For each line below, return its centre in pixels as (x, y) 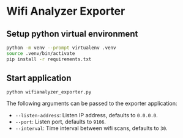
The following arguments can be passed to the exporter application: (92, 103)
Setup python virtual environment (72, 34)
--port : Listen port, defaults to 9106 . (60, 122)
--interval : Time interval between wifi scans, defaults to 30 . (91, 128)
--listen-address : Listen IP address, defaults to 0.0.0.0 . (86, 115)
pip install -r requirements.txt (49, 59)
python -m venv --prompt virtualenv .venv (61, 48)
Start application (39, 78)
